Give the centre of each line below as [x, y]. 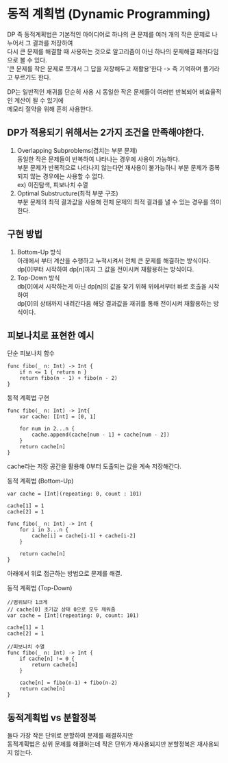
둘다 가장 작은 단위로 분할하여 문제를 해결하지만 [70, 736]
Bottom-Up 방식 [39, 252]
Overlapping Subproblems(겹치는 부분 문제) [77, 150]
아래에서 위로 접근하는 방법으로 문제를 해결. [65, 574]
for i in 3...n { [44, 530]
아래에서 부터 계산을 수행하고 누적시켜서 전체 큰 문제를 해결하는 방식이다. [114, 261]
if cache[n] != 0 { [47, 659]
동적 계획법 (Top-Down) [40, 588]
